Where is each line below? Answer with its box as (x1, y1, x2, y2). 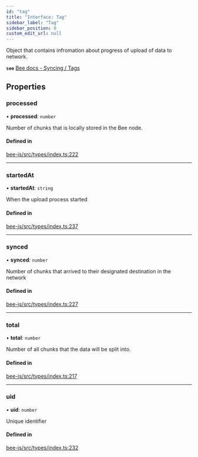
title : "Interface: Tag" (6, 14, 67, 20)
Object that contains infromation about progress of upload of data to (6, 47, 172, 54)
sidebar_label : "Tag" (6, 19, 60, 25)
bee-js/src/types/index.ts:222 (6, 151, 78, 158)
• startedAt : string (6, 184, 54, 192)
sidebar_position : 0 (6, 25, 57, 31)
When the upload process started (6, 196, 87, 203)
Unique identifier (6, 417, 47, 425)
